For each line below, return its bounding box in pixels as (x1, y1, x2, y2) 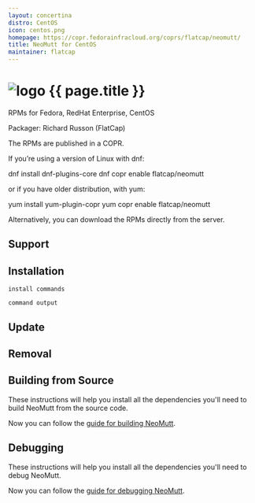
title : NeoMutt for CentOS (8, 41, 97, 49)
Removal (8, 347, 52, 361)
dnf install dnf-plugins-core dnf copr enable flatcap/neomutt (8, 168, 205, 178)
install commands (8, 285, 65, 294)
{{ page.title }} (48, 82, 146, 100)
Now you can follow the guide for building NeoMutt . (8, 418, 176, 427)
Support (8, 238, 50, 251)
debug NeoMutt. (8, 470, 61, 480)
